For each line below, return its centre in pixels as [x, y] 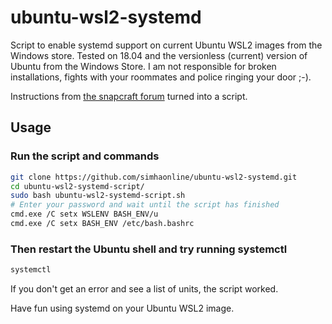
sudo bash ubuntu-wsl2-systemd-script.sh [98, 196]
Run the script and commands [85, 156]
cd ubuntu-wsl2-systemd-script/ [77, 186]
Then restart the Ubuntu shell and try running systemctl [149, 249]
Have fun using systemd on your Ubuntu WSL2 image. [122, 308]
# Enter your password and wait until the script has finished [145, 205]
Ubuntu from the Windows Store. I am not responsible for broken [143, 66]
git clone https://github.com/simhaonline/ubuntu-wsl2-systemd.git [154, 177]
